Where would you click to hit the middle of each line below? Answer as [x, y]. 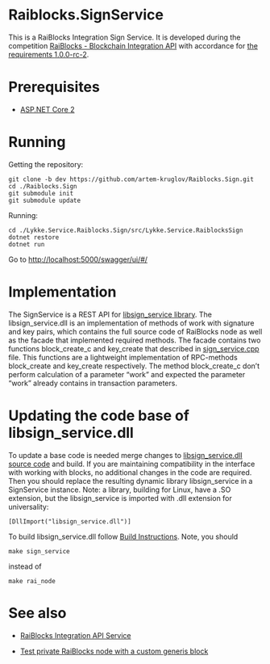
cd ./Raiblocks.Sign [43, 186]
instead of [25, 566]
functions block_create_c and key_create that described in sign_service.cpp [134, 348]
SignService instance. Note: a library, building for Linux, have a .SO [120, 490]
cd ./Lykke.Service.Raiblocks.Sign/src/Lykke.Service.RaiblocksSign [126, 230]
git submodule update [45, 200]
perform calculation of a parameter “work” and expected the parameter [127, 374]
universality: [29, 506]
